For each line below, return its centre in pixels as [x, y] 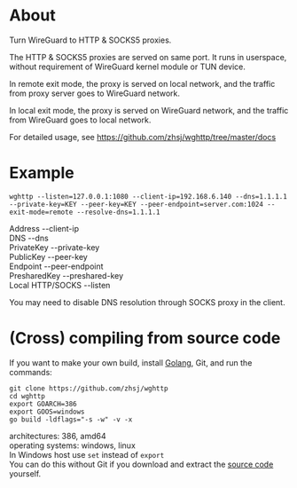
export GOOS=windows [47, 412]
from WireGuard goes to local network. [80, 120]
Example [42, 173]
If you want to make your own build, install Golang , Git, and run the [131, 362]
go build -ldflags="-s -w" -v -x [71, 419]
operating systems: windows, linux [72, 445]
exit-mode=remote [41, 212]
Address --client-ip [44, 228]
